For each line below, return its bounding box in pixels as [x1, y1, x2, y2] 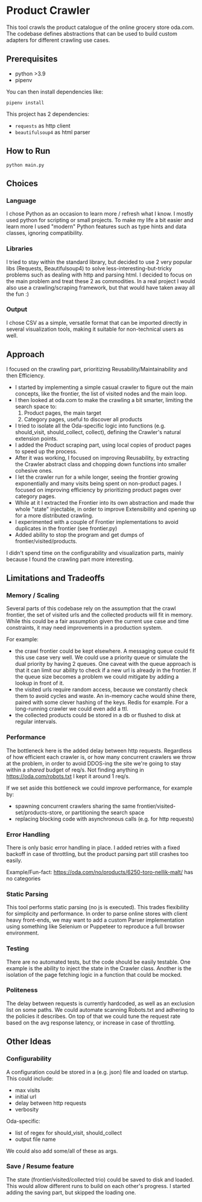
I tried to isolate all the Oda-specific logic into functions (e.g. [14, 422, 166, 429]
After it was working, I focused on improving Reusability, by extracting [14, 454, 189, 461]
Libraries [6, 245, 33, 253]
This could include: [6, 1075, 54, 1082]
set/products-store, [14, 808, 64, 816]
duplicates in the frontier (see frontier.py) [14, 525, 118, 532]
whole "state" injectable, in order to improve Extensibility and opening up [14, 505, 197, 513]
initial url [14, 1093, 37, 1100]
